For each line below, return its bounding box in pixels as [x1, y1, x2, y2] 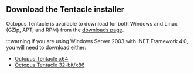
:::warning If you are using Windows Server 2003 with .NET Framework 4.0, [6, 37, 189, 44]
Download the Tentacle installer [6, 5, 125, 15]
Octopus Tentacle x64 [14, 55, 69, 62]
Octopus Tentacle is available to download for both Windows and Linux [6, 20, 178, 27]
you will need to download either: [6, 44, 87, 51]
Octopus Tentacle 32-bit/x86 [14, 61, 85, 68]
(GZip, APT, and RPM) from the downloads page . [6, 26, 124, 33]
